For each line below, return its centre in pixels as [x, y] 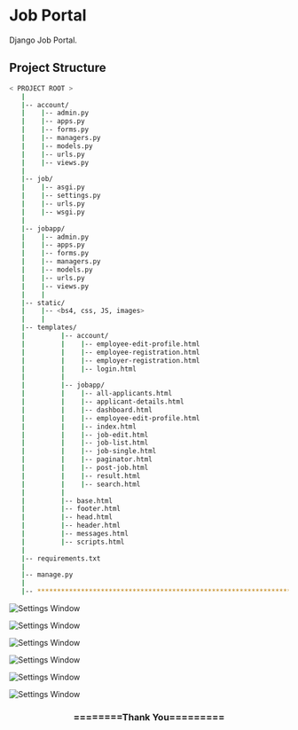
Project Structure [58, 68]
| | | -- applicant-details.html [102, 402]
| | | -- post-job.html [85, 467]
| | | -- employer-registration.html [110, 360]
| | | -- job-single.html [89, 451]
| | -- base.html [67, 501]
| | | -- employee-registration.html [110, 352]
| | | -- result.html [81, 475]
